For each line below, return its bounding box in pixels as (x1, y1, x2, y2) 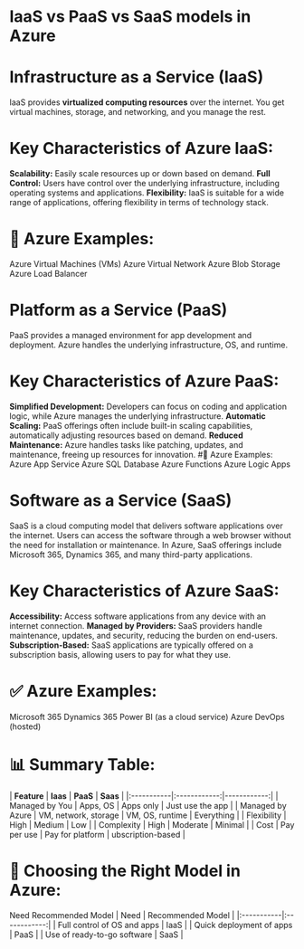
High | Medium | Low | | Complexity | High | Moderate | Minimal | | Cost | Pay (9, 819, 295, 830)
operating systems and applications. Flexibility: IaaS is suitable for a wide (9, 187, 285, 198)
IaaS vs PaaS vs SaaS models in (9, 6, 252, 27)
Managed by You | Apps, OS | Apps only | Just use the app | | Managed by (9, 800, 287, 811)
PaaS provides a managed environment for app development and (9, 329, 252, 340)
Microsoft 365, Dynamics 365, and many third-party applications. (9, 549, 253, 560)
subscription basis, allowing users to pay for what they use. (9, 649, 231, 660)
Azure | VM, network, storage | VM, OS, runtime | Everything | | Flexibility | (9, 810, 287, 821)
